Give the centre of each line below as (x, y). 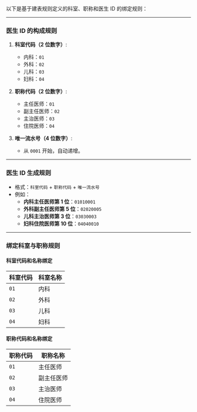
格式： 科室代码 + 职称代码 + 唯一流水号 (57, 187)
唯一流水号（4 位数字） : (43, 138)
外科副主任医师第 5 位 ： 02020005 (62, 209)
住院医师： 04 (39, 126)
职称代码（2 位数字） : (41, 91)
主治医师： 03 (39, 118)
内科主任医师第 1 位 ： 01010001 (59, 202)
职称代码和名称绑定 (29, 339)
